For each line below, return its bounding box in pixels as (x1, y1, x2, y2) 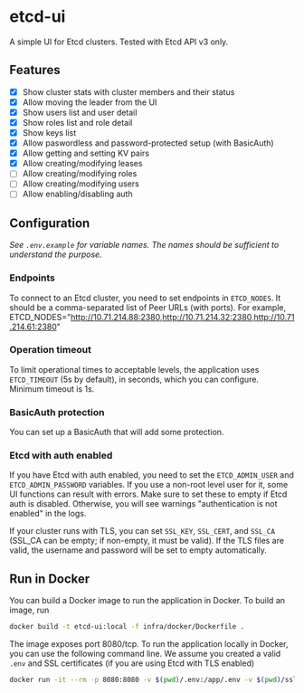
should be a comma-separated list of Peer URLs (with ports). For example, (9, 301, 287, 313)
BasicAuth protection (9, 405, 105, 418)
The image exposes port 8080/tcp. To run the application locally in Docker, (9, 639, 289, 650)
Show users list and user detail (22, 107, 138, 118)
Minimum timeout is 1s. (9, 383, 95, 394)
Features (9, 62, 61, 78)
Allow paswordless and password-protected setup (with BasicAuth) (22, 138, 274, 148)
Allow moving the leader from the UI (22, 97, 157, 108)
